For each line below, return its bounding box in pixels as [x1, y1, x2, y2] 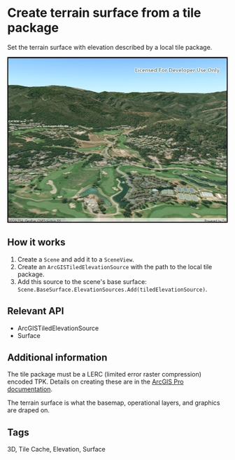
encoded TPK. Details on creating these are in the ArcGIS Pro [7, 377, 184, 386]
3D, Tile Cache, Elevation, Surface [7, 445, 106, 454]
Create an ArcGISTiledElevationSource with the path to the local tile [17, 262, 213, 271]
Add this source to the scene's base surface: [17, 277, 147, 285]
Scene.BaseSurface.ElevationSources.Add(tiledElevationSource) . [17, 285, 208, 293]
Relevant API [7, 305, 64, 317]
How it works [7, 236, 66, 248]
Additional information [7, 351, 108, 363]
